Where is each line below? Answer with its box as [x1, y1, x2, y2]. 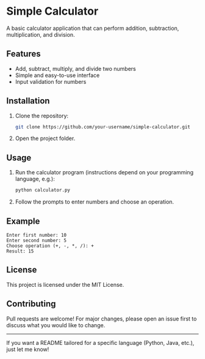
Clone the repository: [15, 112, 69, 119]
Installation [6, 96, 50, 106]
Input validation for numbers [15, 78, 87, 85]
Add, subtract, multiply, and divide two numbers [15, 65, 136, 72]
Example [6, 216, 40, 226]
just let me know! [6, 346, 49, 353]
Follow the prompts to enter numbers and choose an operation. [15, 198, 174, 205]
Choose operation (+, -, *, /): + [6, 243, 95, 249]
